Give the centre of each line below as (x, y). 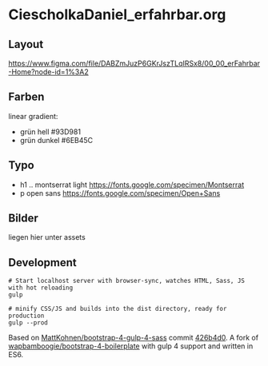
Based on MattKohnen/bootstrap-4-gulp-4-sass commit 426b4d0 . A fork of (133, 338)
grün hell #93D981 (50, 131)
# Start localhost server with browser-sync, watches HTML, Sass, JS (127, 281)
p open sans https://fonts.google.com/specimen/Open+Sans (120, 193)
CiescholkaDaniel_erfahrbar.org (117, 15)
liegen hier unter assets (47, 237)
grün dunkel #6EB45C (56, 140)
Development (43, 263)
